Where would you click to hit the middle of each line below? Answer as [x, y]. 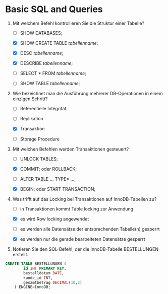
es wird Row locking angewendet [54, 219]
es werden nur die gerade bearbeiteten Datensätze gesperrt [82, 239]
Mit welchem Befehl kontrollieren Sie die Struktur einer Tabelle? [78, 23]
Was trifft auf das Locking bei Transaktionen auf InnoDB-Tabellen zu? [85, 199]
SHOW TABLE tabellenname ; [50, 84]
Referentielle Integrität [43, 109]
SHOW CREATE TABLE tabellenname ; [59, 43]
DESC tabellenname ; [42, 53]
